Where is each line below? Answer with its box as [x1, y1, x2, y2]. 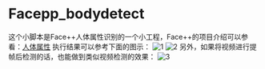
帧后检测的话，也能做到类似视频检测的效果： [8, 52, 156, 61]
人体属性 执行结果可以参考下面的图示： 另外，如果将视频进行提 [22, 41, 257, 52]
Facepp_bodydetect [8, 5, 145, 23]
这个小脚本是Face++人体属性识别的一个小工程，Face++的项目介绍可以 [8, 32, 242, 41]
